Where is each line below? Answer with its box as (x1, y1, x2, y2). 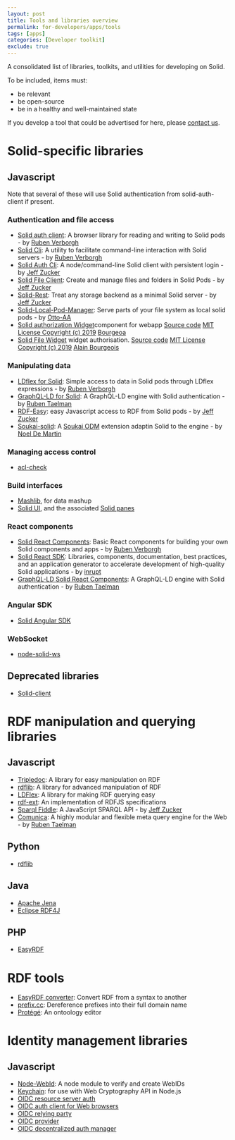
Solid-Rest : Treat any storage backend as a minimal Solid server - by (17, 290, 217, 300)
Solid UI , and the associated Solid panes (17, 504, 135, 513)
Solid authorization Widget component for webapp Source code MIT (17, 321, 215, 329)
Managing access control (7, 447, 96, 457)
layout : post (7, 10, 46, 18)
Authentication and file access (7, 214, 115, 224)
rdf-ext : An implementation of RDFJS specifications (17, 797, 167, 806)
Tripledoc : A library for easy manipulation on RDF (17, 775, 160, 783)
